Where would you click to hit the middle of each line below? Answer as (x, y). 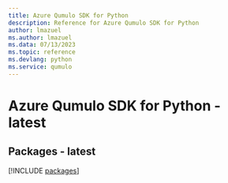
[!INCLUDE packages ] (44, 170)
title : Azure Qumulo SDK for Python (68, 15)
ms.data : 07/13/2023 (42, 45)
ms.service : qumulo (40, 67)
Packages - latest (52, 152)
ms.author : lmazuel (40, 37)
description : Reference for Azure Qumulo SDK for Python (104, 23)
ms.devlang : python (40, 60)
